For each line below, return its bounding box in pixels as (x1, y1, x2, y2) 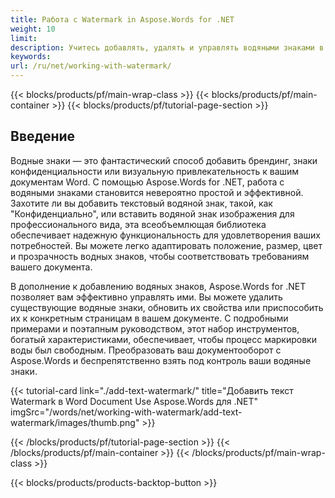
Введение (10, 128, 76, 145)
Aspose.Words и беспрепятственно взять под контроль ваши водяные (10, 354, 312, 366)
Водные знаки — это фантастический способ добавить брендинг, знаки (10, 154, 318, 166)
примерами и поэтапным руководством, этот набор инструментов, (10, 322, 300, 335)
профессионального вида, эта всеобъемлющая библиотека (10, 218, 267, 230)
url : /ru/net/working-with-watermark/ (10, 61, 172, 71)
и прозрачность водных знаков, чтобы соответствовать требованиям (10, 250, 310, 262)
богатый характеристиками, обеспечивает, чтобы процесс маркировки (10, 333, 317, 345)
